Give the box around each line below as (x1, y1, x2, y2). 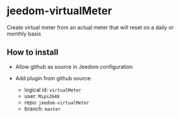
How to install (7, 48, 59, 58)
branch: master (24, 105, 61, 112)
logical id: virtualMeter (24, 86, 82, 93)
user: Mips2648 (24, 92, 60, 99)
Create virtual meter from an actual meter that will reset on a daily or (7, 24, 174, 31)
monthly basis (7, 30, 41, 37)
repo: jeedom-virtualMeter (24, 99, 90, 106)
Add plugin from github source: (15, 74, 92, 81)
